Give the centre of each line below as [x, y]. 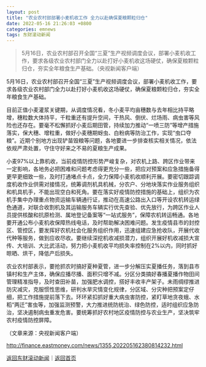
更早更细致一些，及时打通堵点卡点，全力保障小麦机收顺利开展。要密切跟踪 [100, 177]
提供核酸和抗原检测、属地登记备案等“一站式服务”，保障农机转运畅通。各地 [105, 215]
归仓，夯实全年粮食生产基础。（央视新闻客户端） [82, 69]
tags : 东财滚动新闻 [29, 35]
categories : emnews [31, 29]
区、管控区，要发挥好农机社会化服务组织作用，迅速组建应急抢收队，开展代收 [103, 230]
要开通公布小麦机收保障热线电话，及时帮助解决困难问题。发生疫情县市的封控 [103, 223]
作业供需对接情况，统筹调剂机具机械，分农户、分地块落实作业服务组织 [111, 184]
